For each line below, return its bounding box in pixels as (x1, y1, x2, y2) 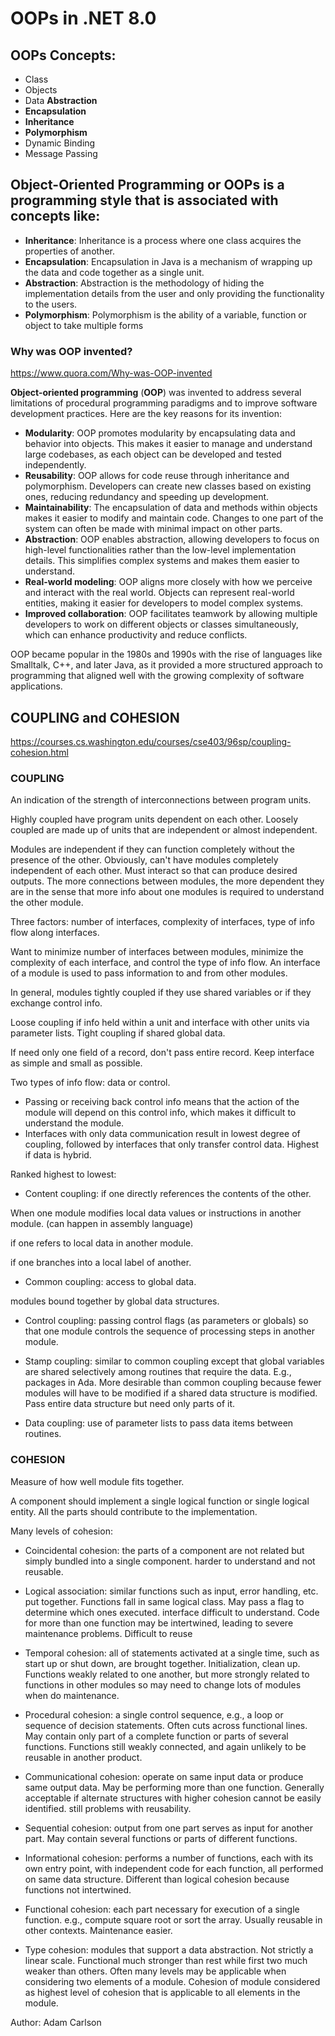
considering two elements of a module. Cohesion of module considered (24, 1975, 321, 1987)
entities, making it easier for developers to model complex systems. (24, 597, 304, 609)
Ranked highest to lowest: (10, 1168, 117, 1181)
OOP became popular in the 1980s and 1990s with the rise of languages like (10, 648, 323, 661)
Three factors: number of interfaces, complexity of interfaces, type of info (10, 916, 315, 928)
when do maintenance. (24, 1689, 120, 1701)
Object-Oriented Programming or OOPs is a (10, 177, 285, 194)
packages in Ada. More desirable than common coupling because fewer (24, 1377, 322, 1389)
